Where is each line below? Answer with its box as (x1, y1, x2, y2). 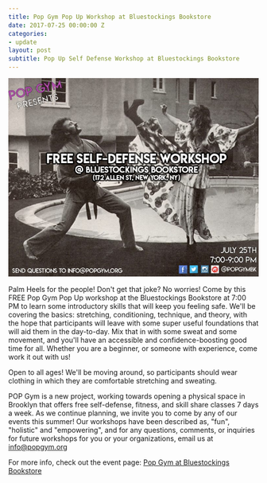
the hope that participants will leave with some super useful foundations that (8, 318, 259, 328)
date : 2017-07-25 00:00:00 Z (8, 21, 105, 29)
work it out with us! (8, 352, 72, 361)
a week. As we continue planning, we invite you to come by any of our (8, 408, 238, 418)
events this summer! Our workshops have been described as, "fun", (8, 416, 230, 426)
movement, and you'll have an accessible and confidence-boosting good (8, 335, 248, 345)
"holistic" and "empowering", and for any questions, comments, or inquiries (8, 425, 256, 434)
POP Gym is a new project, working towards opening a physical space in (8, 391, 246, 401)
